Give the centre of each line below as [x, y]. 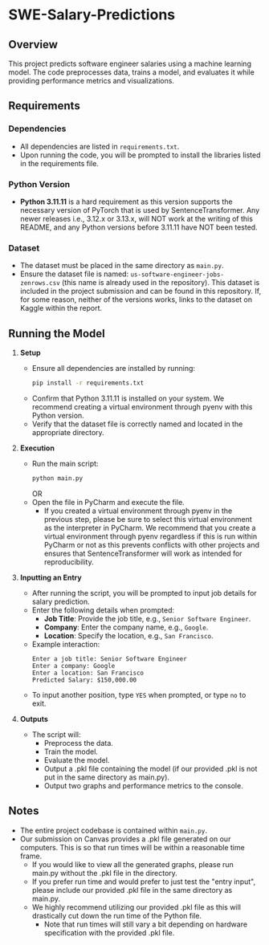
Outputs [34, 719]
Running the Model [57, 334]
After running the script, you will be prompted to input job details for [144, 593]
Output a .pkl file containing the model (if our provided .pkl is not [151, 768]
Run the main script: [65, 463]
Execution [37, 448]
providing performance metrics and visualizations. [92, 81]
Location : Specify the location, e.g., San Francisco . [128, 635]
